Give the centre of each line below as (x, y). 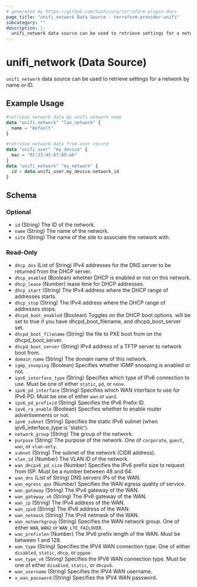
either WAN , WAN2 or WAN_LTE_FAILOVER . (59, 528)
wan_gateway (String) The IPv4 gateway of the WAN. (77, 490)
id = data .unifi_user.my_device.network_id (65, 171)
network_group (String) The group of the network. (74, 434)
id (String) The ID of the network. (55, 225)
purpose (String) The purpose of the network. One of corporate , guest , (99, 440)
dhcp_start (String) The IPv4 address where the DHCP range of (91, 290)
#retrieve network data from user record (57, 144)
